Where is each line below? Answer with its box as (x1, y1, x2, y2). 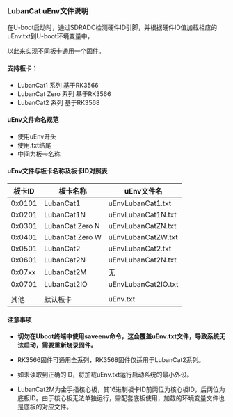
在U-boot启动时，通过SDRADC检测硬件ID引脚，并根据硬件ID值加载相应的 (7, 23, 218, 32)
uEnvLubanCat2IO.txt (108, 279, 179, 289)
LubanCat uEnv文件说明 (7, 6, 89, 15)
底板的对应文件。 (23, 402, 73, 411)
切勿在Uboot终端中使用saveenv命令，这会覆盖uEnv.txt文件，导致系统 (17, 332, 220, 340)
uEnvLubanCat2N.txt (108, 255, 177, 265)
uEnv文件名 (124, 186, 163, 196)
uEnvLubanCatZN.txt (108, 221, 177, 230)
